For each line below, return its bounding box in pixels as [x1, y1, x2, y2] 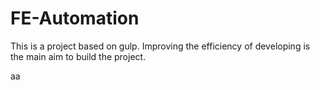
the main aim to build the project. [10, 50, 147, 62]
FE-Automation [10, 7, 140, 30]
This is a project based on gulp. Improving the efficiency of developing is [10, 40, 311, 52]
